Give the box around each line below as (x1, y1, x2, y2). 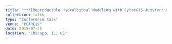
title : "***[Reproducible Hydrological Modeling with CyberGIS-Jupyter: (5, 7, 164, 13)
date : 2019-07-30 (5, 26, 42, 31)
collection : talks (5, 12, 45, 17)
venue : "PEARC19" (5, 21, 42, 27)
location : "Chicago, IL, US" (5, 31, 68, 36)
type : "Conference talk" (5, 17, 58, 22)
